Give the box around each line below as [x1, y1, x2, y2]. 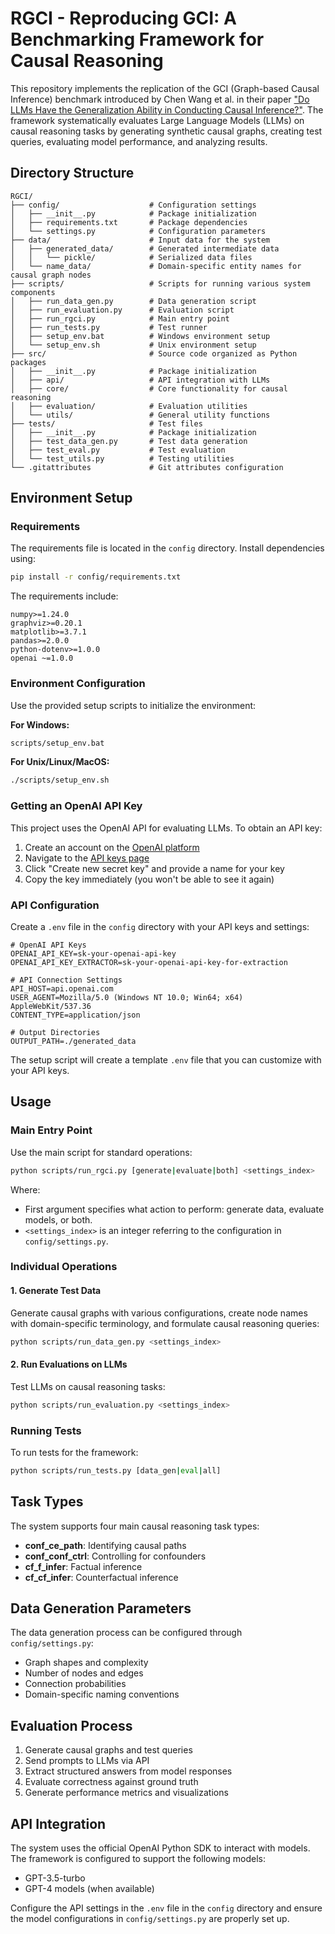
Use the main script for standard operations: [10, 1146, 193, 1158]
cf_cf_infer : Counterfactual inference [24, 1571, 179, 1583]
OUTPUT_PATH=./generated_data [10, 1036, 137, 1046]
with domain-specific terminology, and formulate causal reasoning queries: [10, 1317, 320, 1329]
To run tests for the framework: [10, 1446, 139, 1458]
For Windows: [10, 718, 70, 731]
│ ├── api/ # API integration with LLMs [10, 375, 271, 385]
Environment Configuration [10, 677, 146, 691]
